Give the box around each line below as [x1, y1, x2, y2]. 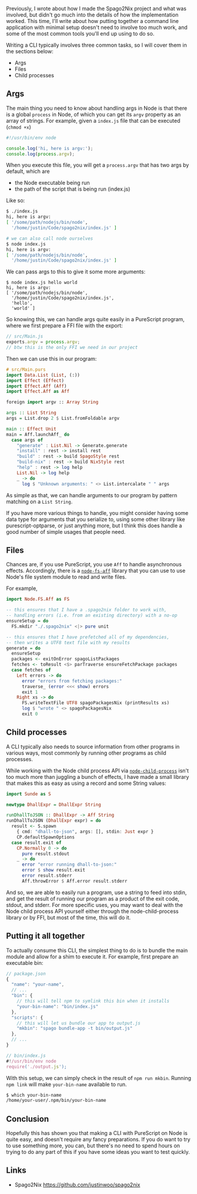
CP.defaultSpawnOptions [16, 834, 75, 840]
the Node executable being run [14, 180, 90, 187]
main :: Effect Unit [6, 426, 57, 432]
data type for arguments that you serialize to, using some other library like [6, 516, 185, 523]
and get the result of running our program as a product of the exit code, [6, 895, 179, 902]
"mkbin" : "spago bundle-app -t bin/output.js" [16, 1026, 133, 1032]
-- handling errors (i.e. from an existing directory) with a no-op [6, 612, 178, 619]
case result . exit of [11, 840, 62, 846]
